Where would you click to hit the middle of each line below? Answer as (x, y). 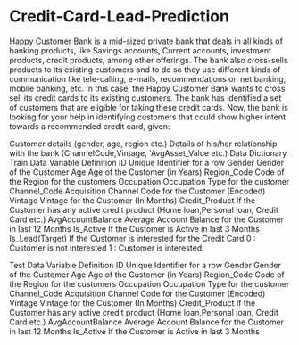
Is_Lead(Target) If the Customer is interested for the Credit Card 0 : (133, 238)
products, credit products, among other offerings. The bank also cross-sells (149, 60)
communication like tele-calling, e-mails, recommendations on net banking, (148, 78)
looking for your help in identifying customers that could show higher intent (148, 117)
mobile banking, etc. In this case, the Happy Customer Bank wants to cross (147, 88)
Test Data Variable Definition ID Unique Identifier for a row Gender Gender (145, 265)
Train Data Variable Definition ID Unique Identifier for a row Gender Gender (146, 162)
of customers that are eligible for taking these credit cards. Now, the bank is (149, 107)
